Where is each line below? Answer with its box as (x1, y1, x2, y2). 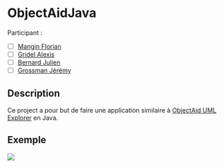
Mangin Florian (17, 42, 61, 50)
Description (7, 87, 60, 99)
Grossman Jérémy (17, 66, 72, 75)
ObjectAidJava (7, 5, 97, 21)
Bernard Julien (17, 58, 61, 67)
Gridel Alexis (17, 50, 55, 58)
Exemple (7, 134, 47, 146)
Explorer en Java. (7, 113, 59, 122)
